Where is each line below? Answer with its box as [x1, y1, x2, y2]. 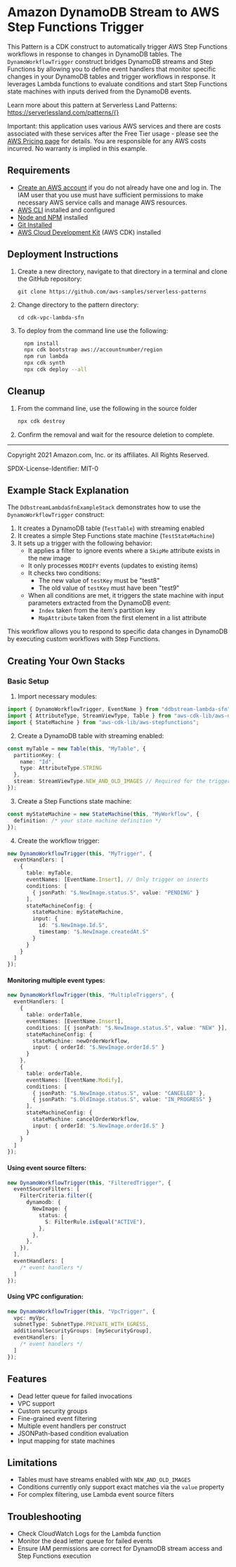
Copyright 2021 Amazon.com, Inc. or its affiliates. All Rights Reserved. [7, 450, 209, 459]
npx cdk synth [24, 360, 65, 367]
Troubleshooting [7, 1511, 82, 1523]
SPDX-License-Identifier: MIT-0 [7, 464, 99, 473]
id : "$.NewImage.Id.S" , [38, 922, 109, 929]
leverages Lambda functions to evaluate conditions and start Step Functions [7, 79, 228, 88]
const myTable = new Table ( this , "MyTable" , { [7, 745, 146, 752]
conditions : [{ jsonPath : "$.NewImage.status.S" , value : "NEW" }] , [25, 1024, 228, 1031]
